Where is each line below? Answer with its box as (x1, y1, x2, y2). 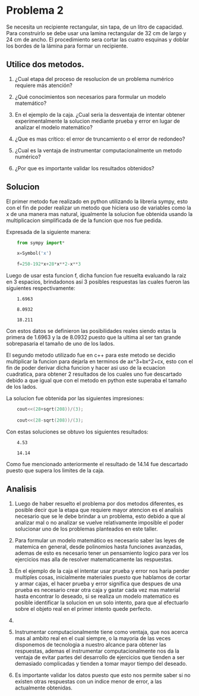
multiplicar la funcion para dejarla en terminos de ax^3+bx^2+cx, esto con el (6, 358, 193, 365)
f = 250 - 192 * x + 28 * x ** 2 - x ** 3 (17, 261, 81, 267)
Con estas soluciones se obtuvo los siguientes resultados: (6, 428, 149, 435)
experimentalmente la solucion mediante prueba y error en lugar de (14, 117, 180, 124)
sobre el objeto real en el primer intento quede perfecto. (14, 605, 153, 612)
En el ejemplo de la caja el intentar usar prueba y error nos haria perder (14, 567, 190, 575)
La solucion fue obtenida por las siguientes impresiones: (6, 395, 144, 402)
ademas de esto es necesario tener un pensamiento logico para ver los (14, 549, 189, 557)
